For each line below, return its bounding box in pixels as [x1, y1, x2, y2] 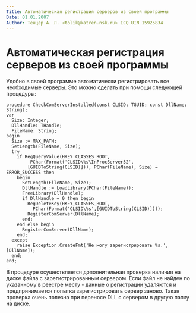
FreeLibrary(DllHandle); [21, 190, 84, 196]
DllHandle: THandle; [11, 123, 62, 129]
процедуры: [6, 90, 37, 98]
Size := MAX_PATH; [11, 138, 58, 145]
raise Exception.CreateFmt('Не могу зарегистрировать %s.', [17, 242, 169, 249]
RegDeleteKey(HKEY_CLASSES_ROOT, [27, 201, 110, 207]
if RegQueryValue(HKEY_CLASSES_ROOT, [17, 154, 110, 160]
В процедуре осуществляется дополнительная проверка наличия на [6, 268, 181, 276]
